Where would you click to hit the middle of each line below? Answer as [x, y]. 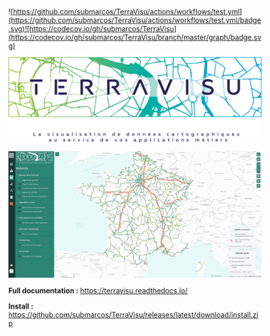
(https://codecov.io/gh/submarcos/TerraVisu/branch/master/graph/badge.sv [135, 37]
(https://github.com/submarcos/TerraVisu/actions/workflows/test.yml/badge [135, 20]
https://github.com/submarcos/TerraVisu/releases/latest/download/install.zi [133, 315]
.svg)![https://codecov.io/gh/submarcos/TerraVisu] [92, 29]
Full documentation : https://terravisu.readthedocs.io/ [98, 291]
